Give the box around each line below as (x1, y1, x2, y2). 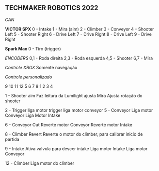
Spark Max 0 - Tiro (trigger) (5, 46, 61, 51)
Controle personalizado (5, 74, 52, 79)
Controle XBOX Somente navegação (5, 64, 78, 70)
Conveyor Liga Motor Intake (5, 112, 61, 118)
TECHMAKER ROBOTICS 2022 (5, 4, 98, 12)
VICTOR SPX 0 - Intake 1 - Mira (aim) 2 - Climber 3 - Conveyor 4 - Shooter (5, 26, 154, 32)
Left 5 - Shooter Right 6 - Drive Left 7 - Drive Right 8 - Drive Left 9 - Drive (5, 31, 152, 37)
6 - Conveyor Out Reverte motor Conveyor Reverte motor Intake (5, 122, 132, 127)
